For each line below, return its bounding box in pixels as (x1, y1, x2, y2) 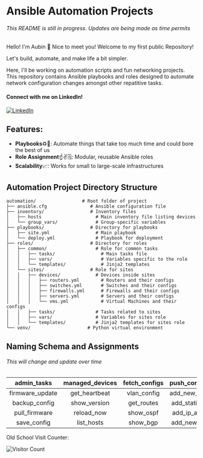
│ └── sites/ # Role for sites (6, 267, 134, 273)
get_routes (127, 398, 159, 407)
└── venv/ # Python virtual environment (6, 325, 164, 331)
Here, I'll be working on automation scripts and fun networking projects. (6, 66, 185, 74)
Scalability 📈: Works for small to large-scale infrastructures (14, 162, 164, 170)
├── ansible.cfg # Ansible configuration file (6, 203, 166, 209)
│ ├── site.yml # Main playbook (6, 230, 137, 236)
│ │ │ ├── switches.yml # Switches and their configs (6, 282, 177, 289)
